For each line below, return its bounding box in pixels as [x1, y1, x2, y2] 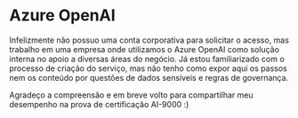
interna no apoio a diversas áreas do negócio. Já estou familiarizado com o [9, 53, 285, 64]
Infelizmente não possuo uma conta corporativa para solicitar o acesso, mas [9, 35, 289, 45]
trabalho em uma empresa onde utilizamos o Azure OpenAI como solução [9, 43, 280, 54]
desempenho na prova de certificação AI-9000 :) [9, 98, 189, 109]
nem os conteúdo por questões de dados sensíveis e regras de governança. [9, 72, 289, 83]
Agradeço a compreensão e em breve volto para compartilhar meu [9, 90, 254, 100]
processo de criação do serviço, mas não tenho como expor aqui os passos [9, 63, 287, 74]
